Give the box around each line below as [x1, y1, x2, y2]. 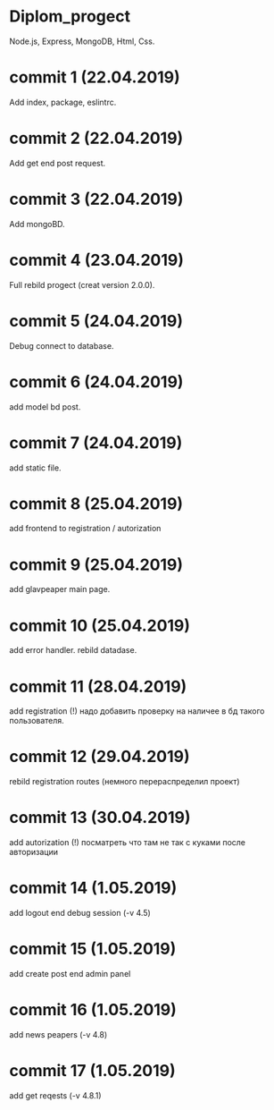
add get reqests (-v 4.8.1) [9, 1089, 102, 1101]
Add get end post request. [9, 157, 106, 168]
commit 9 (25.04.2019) [9, 555, 184, 574]
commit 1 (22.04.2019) [9, 67, 180, 88]
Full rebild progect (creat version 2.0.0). [9, 279, 155, 290]
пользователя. [9, 716, 64, 726]
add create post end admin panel [9, 969, 131, 979]
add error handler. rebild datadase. [9, 645, 137, 656]
